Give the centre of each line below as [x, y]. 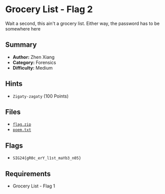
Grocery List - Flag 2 [49, 9]
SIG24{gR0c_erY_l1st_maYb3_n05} [47, 158]
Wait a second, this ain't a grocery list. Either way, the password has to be [82, 23]
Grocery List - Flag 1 [34, 186]
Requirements [28, 174]
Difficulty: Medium [32, 68]
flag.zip [22, 125]
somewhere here [23, 28]
